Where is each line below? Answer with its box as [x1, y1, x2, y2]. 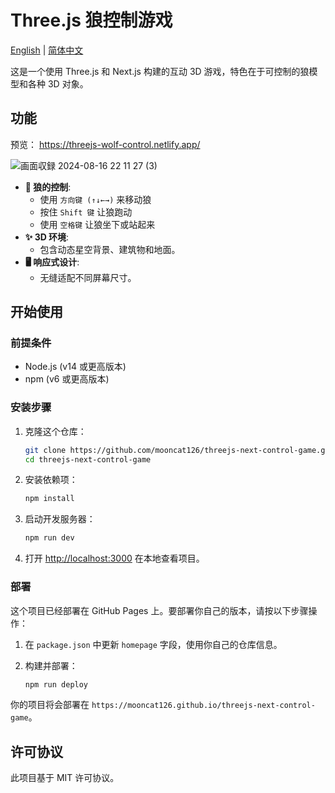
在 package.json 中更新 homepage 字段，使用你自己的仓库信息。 [24, 638, 283, 650]
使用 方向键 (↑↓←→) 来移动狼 [39, 193, 152, 205]
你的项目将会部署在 [10, 699, 90, 711]
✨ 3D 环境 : [24, 231, 70, 243]
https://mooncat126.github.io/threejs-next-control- [91, 701, 316, 711]
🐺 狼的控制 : [24, 181, 72, 193]
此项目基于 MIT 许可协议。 [10, 772, 120, 784]
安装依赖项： [24, 474, 78, 486]
